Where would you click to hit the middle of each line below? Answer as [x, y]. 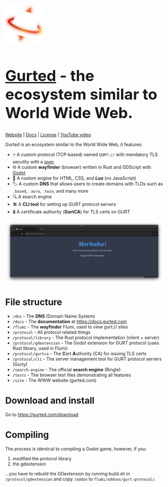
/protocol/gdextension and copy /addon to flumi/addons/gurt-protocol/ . [81, 479]
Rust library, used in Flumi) [40, 348]
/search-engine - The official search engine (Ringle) [66, 370]
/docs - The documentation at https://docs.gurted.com [69, 321]
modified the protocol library [42, 458]
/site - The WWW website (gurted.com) [54, 380]
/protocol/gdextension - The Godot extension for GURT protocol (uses [86, 343]
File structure [34, 302]
